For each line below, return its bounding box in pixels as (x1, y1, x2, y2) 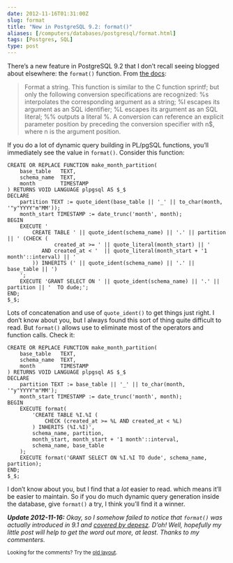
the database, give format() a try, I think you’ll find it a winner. (7, 500, 186, 508)
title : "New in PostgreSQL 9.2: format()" (7, 23, 133, 30)
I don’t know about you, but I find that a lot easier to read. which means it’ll (7, 485, 222, 493)
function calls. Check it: (7, 331, 75, 339)
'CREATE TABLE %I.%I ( (32, 411, 98, 418)
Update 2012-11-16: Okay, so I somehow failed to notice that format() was (7, 513, 223, 521)
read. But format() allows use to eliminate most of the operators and (7, 323, 204, 332)
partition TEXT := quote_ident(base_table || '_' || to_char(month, (20, 198, 223, 205)
